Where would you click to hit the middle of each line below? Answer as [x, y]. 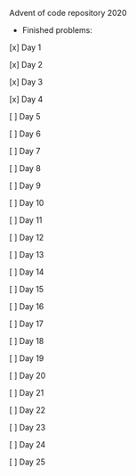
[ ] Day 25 [28, 462]
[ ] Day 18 [27, 341]
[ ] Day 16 [27, 306]
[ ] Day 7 [25, 151]
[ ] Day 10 [27, 203]
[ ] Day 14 [27, 272]
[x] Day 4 [26, 99]
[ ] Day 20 [28, 375]
